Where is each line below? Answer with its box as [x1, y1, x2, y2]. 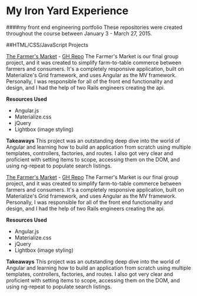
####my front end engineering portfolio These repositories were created [6, 24, 183, 31]
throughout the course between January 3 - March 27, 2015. [6, 29, 152, 37]
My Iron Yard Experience [6, 4, 129, 18]
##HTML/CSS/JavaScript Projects [6, 41, 89, 48]
